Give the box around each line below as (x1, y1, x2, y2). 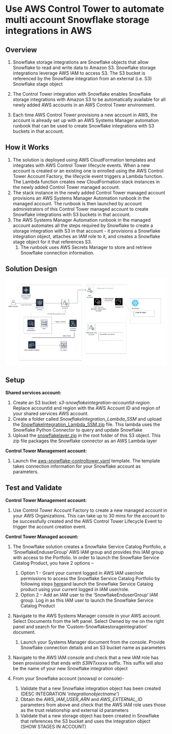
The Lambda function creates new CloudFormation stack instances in (12, 178, 160, 185)
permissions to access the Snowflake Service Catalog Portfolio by (20, 575, 160, 581)
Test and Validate (5, 484, 63, 492)
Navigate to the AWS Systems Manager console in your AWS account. (12, 613, 161, 619)
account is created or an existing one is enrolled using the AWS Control (12, 168, 164, 174)
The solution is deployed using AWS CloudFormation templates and (12, 156, 156, 163)
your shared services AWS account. (12, 410, 89, 417)
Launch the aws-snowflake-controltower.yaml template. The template (12, 457, 160, 463)
